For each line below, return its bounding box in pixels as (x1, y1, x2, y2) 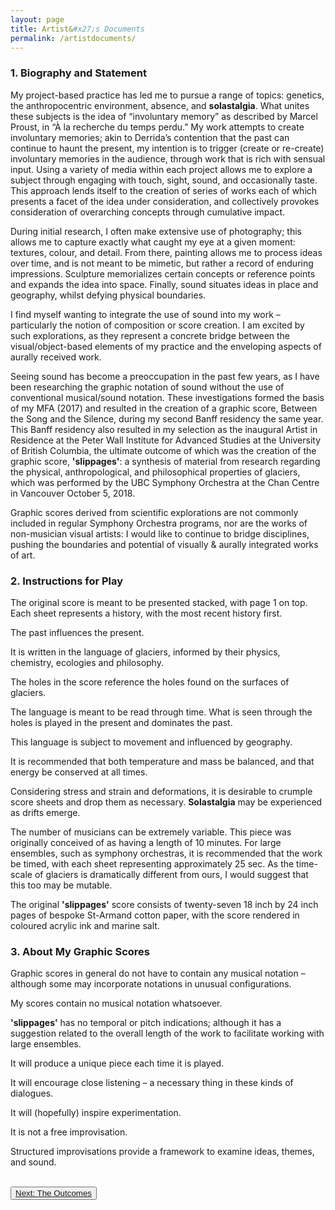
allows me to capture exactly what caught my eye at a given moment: (10, 236, 296, 248)
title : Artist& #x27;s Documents (10, 24, 145, 34)
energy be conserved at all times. (10, 766, 148, 778)
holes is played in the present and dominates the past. (10, 716, 233, 728)
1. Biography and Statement (10, 66, 147, 80)
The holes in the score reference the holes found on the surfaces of (10, 676, 290, 688)
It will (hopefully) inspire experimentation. (10, 1107, 182, 1119)
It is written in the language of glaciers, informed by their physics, (10, 646, 281, 658)
